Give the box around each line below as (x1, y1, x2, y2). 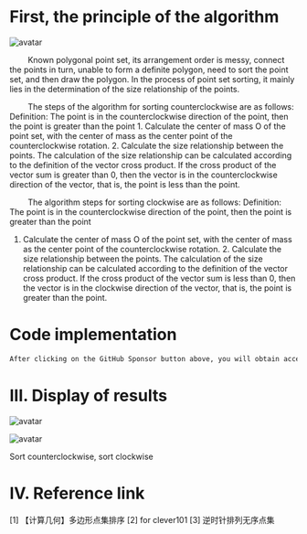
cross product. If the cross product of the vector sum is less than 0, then (22, 272, 296, 283)
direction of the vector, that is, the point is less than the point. (9, 178, 240, 189)
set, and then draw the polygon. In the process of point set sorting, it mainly (9, 73, 295, 84)
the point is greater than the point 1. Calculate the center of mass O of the (9, 121, 286, 132)
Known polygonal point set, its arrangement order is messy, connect (26, 54, 285, 65)
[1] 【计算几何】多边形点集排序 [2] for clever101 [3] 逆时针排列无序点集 (9, 514, 276, 525)
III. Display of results (9, 385, 167, 406)
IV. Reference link (9, 483, 145, 504)
